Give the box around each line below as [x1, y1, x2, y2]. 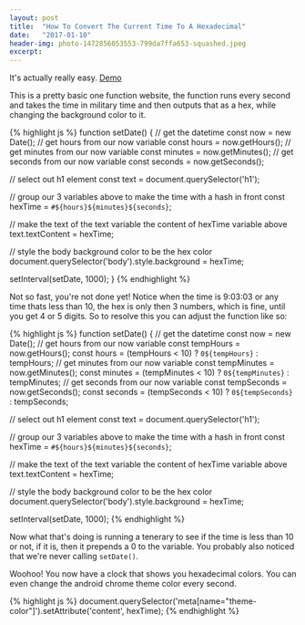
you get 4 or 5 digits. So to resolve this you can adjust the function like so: [9, 311, 288, 322]
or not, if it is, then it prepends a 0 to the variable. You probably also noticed [9, 541, 295, 552]
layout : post [9, 13, 59, 23]
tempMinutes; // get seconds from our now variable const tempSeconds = [9, 377, 288, 388]
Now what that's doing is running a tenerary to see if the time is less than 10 [9, 531, 294, 543]
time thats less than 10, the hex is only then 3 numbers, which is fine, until [9, 301, 286, 312]
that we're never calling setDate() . [9, 551, 139, 562]
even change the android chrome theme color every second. [9, 578, 237, 589]
